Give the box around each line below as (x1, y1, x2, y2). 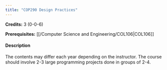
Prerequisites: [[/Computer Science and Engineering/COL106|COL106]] (5, 31, 154, 37)
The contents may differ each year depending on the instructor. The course (5, 53, 162, 59)
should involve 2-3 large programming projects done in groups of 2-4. (5, 59, 151, 65)
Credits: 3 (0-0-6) (5, 21, 44, 27)
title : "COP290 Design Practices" (5, 7, 78, 13)
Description (5, 42, 31, 48)
